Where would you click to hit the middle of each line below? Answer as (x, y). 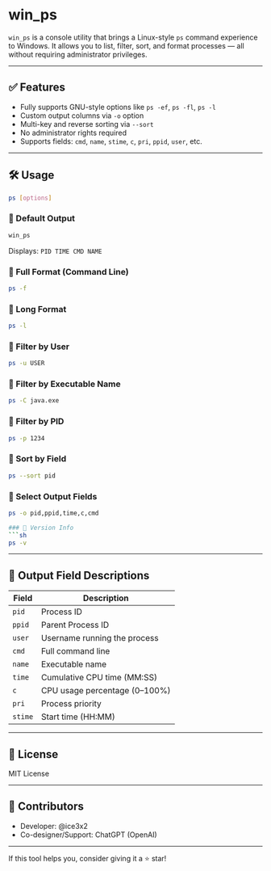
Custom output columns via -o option (82, 116)
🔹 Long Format (38, 309)
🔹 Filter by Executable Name (65, 384)
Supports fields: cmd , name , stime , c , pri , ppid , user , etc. (111, 141)
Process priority (71, 704)
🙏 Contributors (46, 807)
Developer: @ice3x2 (54, 826)
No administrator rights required (73, 133)
